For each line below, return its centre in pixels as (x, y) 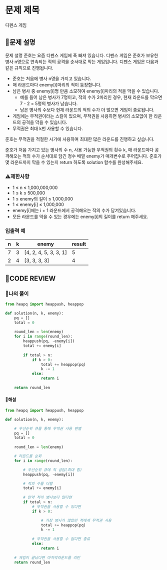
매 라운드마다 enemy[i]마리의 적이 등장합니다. (57, 84)
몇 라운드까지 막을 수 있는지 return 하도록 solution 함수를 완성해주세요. (74, 162)
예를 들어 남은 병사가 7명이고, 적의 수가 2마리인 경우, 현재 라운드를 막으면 (91, 97)
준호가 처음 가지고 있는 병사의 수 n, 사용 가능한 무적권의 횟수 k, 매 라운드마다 (79, 149)
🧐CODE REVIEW (30, 278)
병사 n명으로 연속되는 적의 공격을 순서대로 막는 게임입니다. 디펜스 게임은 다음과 (82, 61)
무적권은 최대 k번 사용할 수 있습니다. (48, 128)
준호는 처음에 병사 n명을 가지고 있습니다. (52, 78)
